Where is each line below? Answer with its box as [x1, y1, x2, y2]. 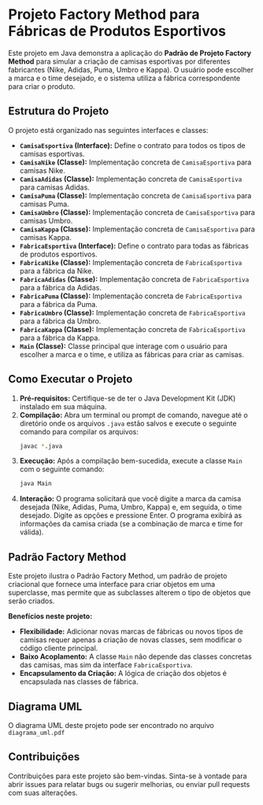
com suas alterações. [8, 788, 78, 797]
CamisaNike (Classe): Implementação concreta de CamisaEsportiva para [19, 157, 252, 167]
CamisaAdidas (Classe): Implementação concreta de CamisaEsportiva [19, 174, 243, 183]
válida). [19, 527, 44, 537]
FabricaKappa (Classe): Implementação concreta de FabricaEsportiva [19, 324, 246, 334]
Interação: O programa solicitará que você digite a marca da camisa [19, 494, 242, 504]
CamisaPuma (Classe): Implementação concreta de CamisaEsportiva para [19, 190, 252, 200]
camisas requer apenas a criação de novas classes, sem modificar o [19, 635, 243, 644]
